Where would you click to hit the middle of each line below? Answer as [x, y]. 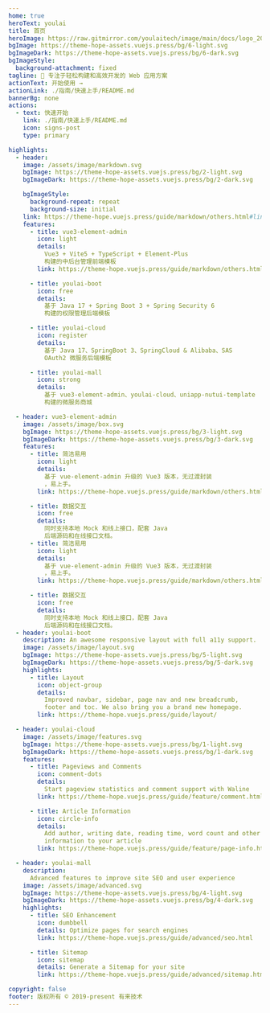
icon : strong [59, 380]
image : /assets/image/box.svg [74, 424]
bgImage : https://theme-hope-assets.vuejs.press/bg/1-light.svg [133, 744]
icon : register [63, 335]
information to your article [93, 841]
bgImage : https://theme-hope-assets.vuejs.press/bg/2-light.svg [133, 172]
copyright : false [37, 990]
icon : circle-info [68, 818]
